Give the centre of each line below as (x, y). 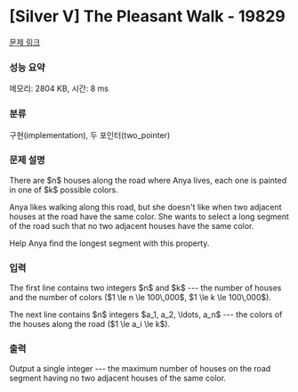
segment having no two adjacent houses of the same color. (118, 378)
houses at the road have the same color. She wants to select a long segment (149, 216)
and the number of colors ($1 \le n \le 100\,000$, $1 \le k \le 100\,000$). (140, 298)
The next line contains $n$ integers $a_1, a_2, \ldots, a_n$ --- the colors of (146, 314)
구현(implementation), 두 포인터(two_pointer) (90, 135)
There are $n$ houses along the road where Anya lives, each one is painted (148, 180)
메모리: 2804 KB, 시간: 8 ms (59, 89)
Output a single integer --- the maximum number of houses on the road (140, 369)
